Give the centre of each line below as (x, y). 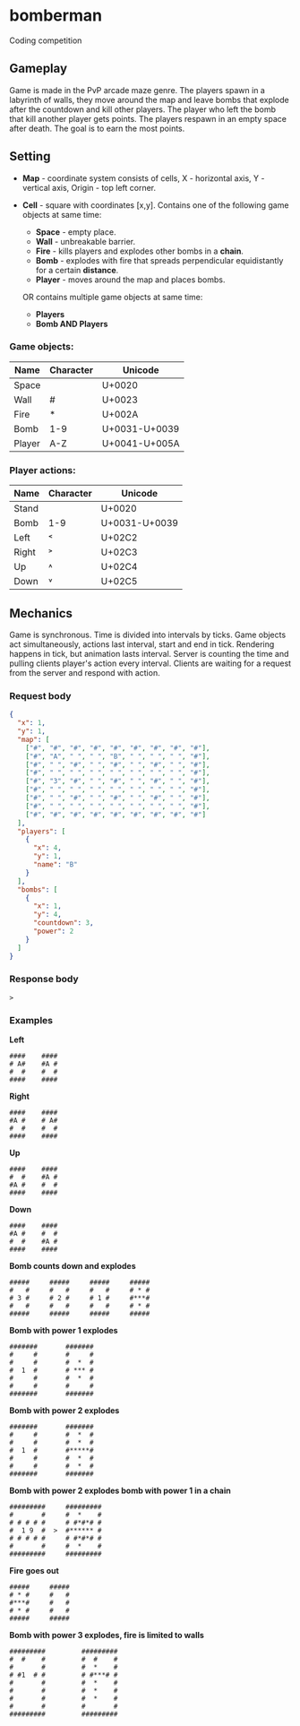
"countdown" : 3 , (63, 923)
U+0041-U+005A (141, 443)
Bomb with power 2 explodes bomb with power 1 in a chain (120, 1491)
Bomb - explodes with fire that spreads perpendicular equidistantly (159, 260)
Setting (30, 156)
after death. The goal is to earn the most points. (97, 128)
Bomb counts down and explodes (73, 1266)
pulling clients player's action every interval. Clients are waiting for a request (150, 663)
